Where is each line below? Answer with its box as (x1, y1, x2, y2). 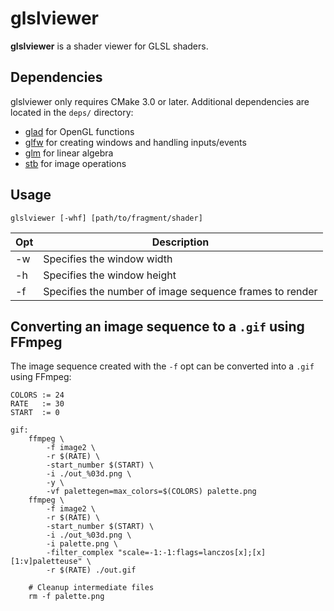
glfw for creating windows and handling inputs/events (24, 136, 247, 148)
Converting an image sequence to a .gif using (10, 318, 305, 335)
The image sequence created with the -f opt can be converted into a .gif (10, 360, 315, 372)
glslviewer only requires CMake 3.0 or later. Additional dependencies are (10, 95, 310, 107)
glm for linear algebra (24, 147, 114, 159)
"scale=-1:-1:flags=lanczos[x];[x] (117, 548, 267, 558)
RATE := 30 (10, 399, 65, 409)
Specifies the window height (43, 268, 177, 282)
